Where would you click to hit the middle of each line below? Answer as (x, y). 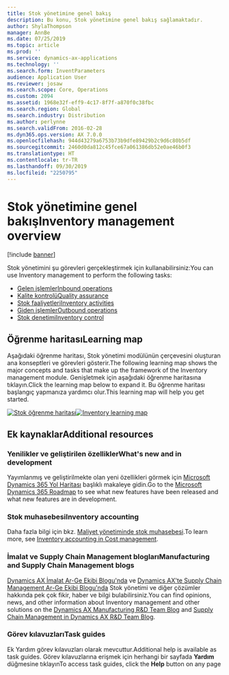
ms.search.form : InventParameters (56, 71)
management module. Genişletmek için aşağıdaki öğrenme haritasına (104, 378)
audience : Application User (47, 77)
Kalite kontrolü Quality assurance (63, 296)
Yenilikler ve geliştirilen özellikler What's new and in (94, 454)
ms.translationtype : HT (41, 154)
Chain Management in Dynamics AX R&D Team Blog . (81, 617)
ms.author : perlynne (37, 122)
